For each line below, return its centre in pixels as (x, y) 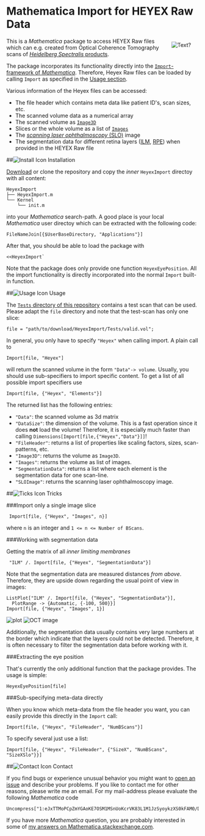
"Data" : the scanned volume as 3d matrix (67, 416)
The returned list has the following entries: (59, 405)
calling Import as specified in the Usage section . (67, 79)
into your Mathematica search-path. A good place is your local (85, 216)
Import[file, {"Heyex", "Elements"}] (54, 393)
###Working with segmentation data (52, 539)
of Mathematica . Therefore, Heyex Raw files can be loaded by (113, 72)
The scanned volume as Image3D (56, 122)
